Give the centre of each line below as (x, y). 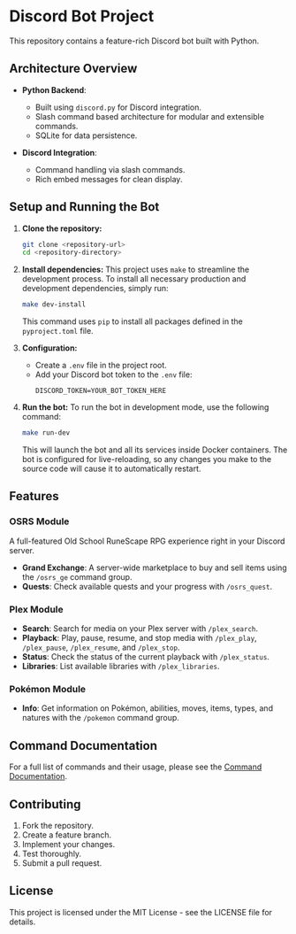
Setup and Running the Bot (84, 207)
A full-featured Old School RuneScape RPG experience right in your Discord (147, 541)
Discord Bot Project (82, 16)
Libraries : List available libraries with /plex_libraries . (121, 667)
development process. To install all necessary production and (134, 279)
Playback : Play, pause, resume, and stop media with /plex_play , (140, 638)
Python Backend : (54, 89)
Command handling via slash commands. (110, 169)
